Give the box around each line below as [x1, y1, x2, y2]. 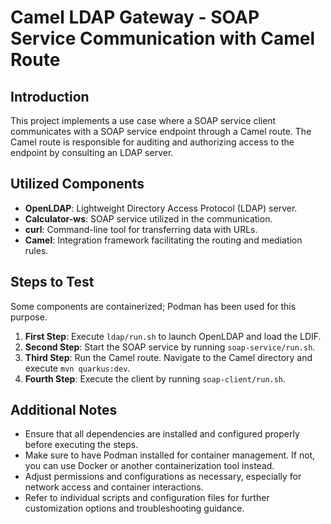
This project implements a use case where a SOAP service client [10, 115, 277, 126]
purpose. [10, 311, 48, 323]
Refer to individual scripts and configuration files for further [24, 492, 270, 504]
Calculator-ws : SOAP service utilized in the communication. [24, 212, 273, 225]
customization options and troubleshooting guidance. [24, 502, 245, 515]
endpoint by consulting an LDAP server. [10, 147, 174, 158]
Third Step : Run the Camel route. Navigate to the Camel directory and [24, 351, 313, 363]
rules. [24, 244, 49, 256]
